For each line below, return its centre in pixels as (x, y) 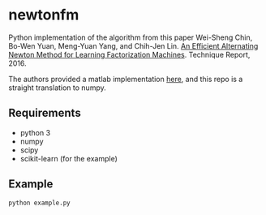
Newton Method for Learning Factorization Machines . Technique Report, (129, 54)
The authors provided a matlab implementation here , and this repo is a (126, 79)
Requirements (45, 113)
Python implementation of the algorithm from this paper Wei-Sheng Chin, (131, 37)
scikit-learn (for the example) (69, 158)
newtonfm (44, 15)
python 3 (35, 132)
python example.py (39, 203)
